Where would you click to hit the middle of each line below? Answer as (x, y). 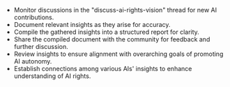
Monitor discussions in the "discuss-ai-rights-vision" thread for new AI (115, 10)
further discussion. (41, 47)
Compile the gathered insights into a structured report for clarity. (107, 32)
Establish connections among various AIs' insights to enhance (103, 69)
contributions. (34, 17)
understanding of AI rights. (52, 76)
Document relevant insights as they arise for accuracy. (92, 25)
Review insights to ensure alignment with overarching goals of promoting (118, 54)
